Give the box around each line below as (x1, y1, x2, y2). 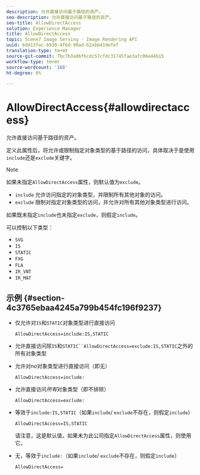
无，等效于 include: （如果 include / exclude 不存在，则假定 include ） (14, 452, 180, 459)
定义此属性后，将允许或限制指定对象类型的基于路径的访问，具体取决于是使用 (6, 147, 195, 154)
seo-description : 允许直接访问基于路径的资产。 (6, 14, 115, 20)
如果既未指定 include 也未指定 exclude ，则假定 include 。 (6, 212, 141, 219)
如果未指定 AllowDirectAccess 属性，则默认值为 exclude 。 (6, 179, 144, 186)
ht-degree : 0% (6, 70, 42, 76)
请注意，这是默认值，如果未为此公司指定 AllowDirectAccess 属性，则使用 (14, 432, 192, 439)
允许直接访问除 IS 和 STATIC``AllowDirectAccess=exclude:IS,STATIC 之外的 (14, 342, 193, 350)
